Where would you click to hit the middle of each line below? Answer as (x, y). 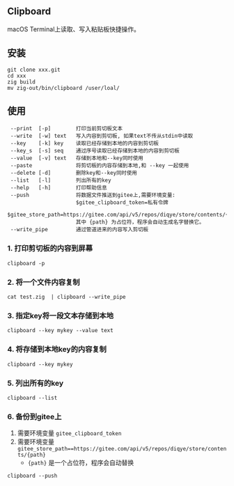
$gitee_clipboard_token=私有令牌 (122, 203)
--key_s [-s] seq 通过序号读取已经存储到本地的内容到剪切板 (95, 151)
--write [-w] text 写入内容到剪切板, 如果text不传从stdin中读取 (102, 136)
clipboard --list (32, 398)
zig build (22, 82)
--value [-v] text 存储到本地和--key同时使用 (77, 158)
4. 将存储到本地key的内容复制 (57, 350)
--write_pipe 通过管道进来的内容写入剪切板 (79, 230)
